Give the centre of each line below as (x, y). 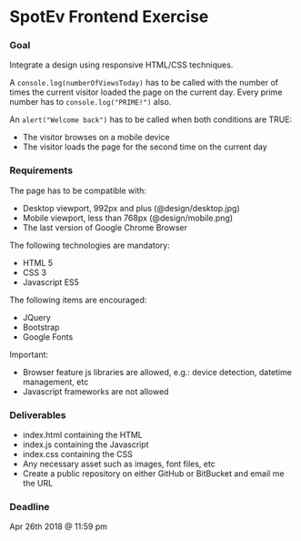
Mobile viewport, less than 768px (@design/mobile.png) (128, 218)
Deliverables (38, 414)
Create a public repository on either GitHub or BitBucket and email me (153, 474)
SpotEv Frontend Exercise (109, 17)
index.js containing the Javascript (85, 444)
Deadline (30, 507)
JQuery (37, 317)
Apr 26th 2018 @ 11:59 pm (58, 526)
